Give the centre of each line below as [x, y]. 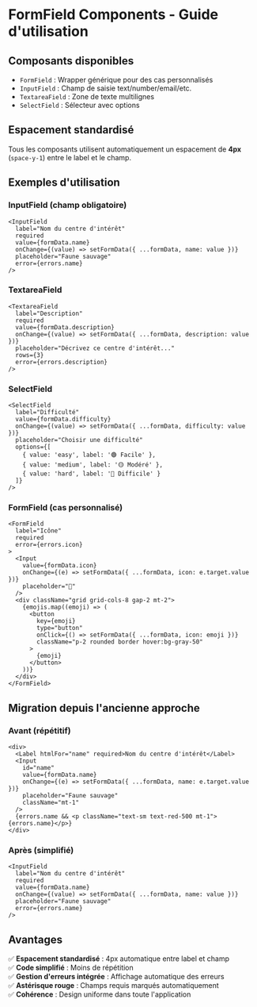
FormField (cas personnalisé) [66, 508]
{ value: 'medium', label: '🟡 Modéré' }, [93, 465]
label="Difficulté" [47, 413]
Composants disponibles [71, 61]
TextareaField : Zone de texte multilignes [87, 96]
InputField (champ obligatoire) [68, 206]
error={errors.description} [62, 362]
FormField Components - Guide [113, 15]
